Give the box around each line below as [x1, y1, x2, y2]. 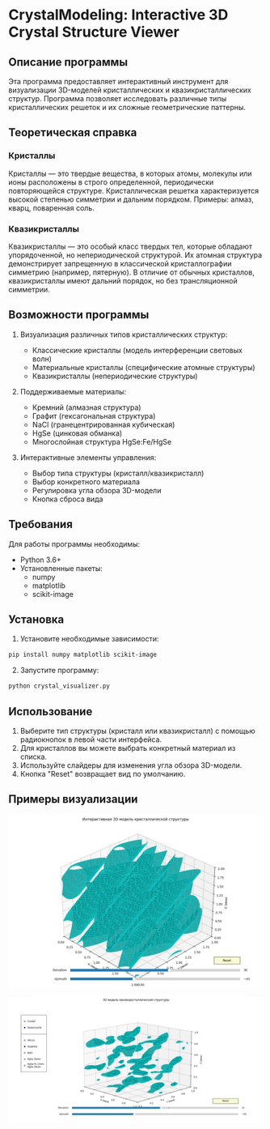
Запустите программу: [19, 666, 99, 675]
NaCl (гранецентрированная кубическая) [32, 420, 175, 429]
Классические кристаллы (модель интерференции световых [32, 345, 243, 355]
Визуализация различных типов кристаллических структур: [19, 330, 228, 339]
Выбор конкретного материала [32, 476, 140, 487]
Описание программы [8, 55, 128, 69]
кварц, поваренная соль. [8, 202, 95, 212]
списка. [19, 752, 47, 761]
